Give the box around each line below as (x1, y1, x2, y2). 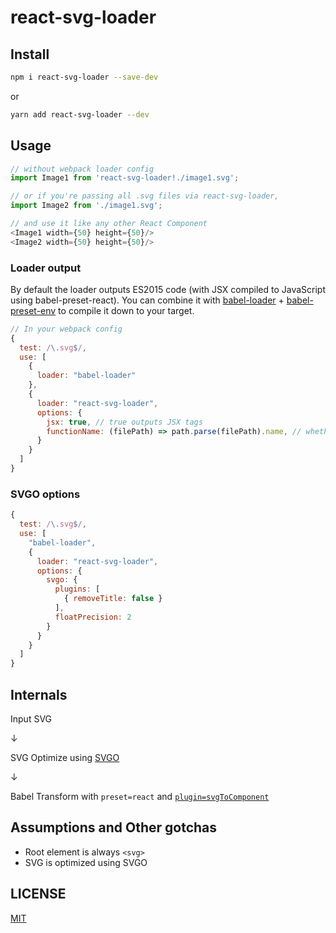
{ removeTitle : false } (63, 594, 163, 604)
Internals (10, 686, 68, 703)
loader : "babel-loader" (36, 371, 137, 381)
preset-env (10, 304, 57, 316)
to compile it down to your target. (58, 304, 195, 316)
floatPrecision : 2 (54, 612, 132, 622)
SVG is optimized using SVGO (24, 856, 148, 868)
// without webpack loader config (10, 164, 155, 174)
